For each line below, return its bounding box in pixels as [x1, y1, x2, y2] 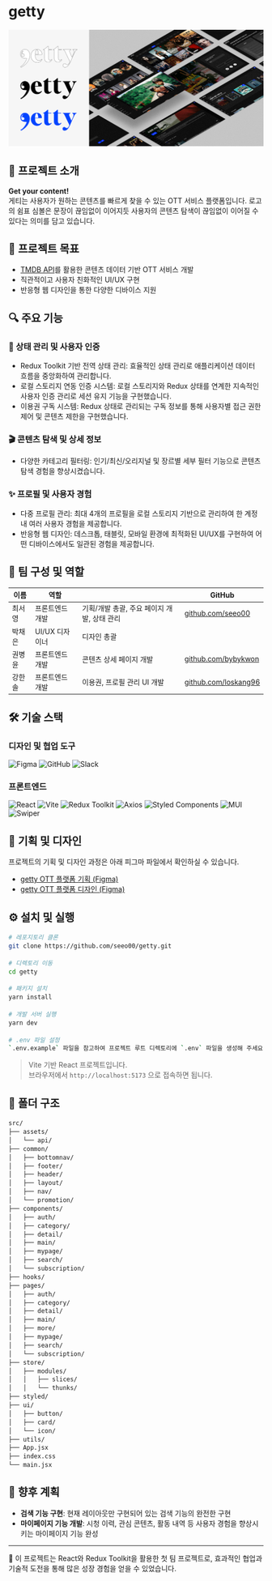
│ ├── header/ [8, 1170, 63, 1178]
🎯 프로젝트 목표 [8, 241, 79, 255]
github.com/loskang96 [185, 677, 261, 687]
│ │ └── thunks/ [8, 1384, 79, 1392]
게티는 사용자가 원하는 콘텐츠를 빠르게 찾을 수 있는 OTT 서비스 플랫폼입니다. [8, 195, 248, 205]
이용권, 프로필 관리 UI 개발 [82, 677, 164, 687]
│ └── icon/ [8, 1426, 57, 1435]
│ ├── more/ [8, 1324, 57, 1332]
